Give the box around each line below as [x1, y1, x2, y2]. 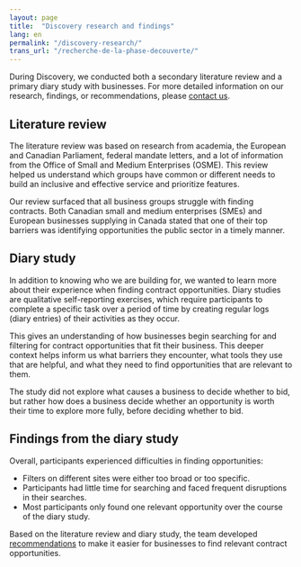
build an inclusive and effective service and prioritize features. [9, 178, 240, 189]
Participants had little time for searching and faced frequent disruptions [22, 482, 288, 493]
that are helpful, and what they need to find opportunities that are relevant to [9, 359, 293, 370]
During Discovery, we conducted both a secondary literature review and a [9, 71, 283, 82]
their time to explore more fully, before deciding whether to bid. [9, 405, 244, 416]
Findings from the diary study [9, 431, 180, 446]
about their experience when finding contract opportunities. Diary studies [9, 284, 281, 295]
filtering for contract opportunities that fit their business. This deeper [9, 339, 264, 351]
